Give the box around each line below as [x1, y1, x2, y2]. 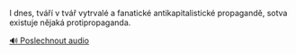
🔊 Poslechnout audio [9, 35, 90, 46]
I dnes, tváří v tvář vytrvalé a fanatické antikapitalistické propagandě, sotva [9, 8, 288, 18]
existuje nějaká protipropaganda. [9, 17, 131, 28]
